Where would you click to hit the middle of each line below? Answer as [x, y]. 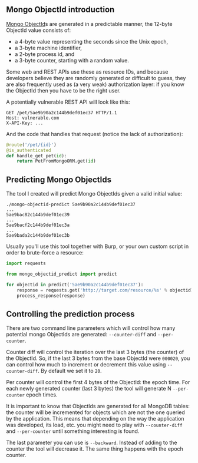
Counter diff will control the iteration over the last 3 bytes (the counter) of [95, 352]
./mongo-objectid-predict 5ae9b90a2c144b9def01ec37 [71, 205]
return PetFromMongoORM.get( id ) [56, 161]
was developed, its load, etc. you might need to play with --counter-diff [94, 425]
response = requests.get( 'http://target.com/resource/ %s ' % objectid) [105, 290]
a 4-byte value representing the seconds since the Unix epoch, [91, 41]
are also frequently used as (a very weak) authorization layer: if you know [95, 84]
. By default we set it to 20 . [70, 371]
